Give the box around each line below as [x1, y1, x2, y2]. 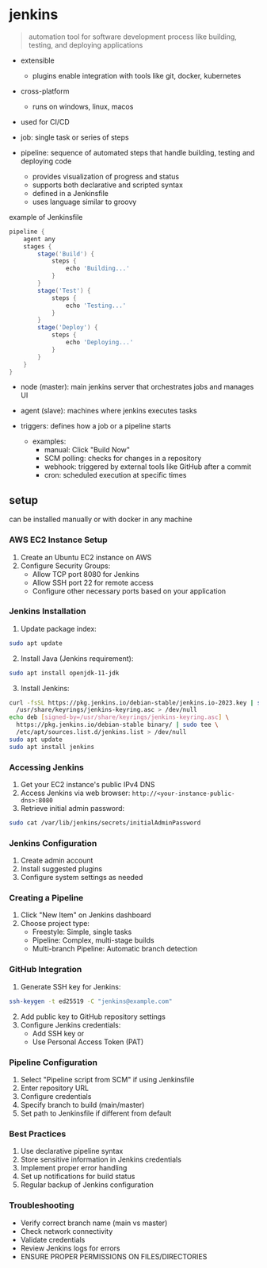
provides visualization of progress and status [32, 171, 180, 181]
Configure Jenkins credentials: [20, 1020, 121, 1029]
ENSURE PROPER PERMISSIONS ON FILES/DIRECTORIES [20, 1251, 208, 1261]
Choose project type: [20, 919, 90, 928]
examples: [32, 436, 67, 446]
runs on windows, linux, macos [32, 102, 134, 111]
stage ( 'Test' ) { [37, 286, 91, 294]
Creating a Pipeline [9, 893, 84, 904]
